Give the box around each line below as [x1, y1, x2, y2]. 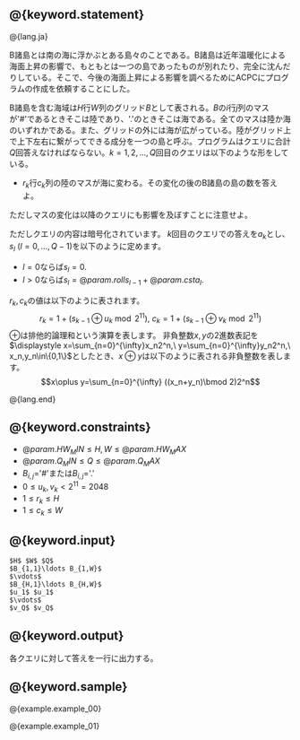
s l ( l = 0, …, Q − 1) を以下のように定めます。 [9, 241, 166, 254]
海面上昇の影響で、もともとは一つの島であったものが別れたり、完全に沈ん [9, 60, 284, 71]
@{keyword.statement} [9, 7, 145, 22]
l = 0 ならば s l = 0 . [21, 262, 87, 274]
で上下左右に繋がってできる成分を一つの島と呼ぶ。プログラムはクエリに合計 [9, 135, 291, 146]
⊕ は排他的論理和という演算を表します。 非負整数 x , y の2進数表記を [9, 330, 259, 341]
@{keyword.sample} [9, 679, 128, 694]
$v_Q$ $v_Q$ [9, 604, 54, 613]
